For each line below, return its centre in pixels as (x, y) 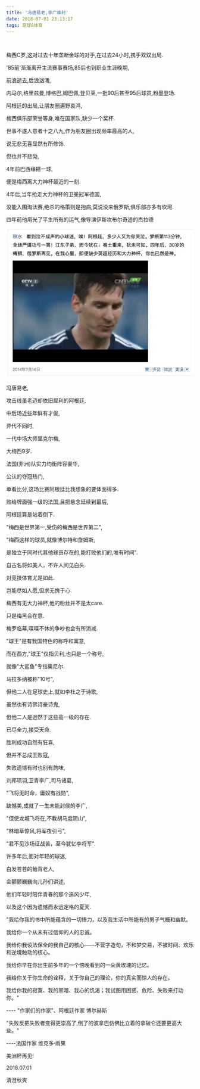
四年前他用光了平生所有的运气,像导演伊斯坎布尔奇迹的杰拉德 (80, 220)
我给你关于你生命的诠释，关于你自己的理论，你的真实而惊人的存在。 (90, 978)
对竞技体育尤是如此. (31, 578)
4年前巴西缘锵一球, (30, 169)
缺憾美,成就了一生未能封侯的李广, (47, 806)
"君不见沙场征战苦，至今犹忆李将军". (51, 844)
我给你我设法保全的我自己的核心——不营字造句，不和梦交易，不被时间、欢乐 (100, 945)
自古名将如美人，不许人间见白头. (46, 565)
